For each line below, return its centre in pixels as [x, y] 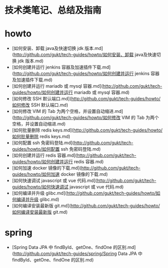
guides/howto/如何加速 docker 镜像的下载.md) [60, 174]
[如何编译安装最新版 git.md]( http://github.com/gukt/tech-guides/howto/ [86, 206]
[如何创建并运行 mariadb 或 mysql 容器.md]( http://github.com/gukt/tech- [87, 86]
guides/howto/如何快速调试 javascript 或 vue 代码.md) [68, 187]
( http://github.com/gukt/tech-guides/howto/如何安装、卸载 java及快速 [84, 55]
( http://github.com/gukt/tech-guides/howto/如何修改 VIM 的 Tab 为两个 [85, 118]
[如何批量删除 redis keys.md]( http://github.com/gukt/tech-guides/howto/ [87, 130]
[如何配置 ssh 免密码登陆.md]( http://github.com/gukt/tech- [72, 143]
